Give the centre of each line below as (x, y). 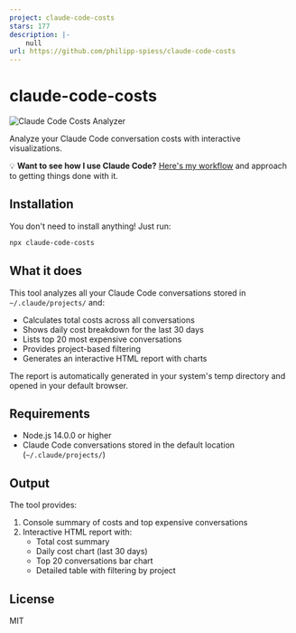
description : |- (40, 34)
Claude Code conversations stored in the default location (129, 445)
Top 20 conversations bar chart (94, 561)
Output (29, 483)
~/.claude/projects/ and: (57, 302)
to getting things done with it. (64, 176)
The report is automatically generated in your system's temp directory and (148, 375)
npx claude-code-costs (52, 242)
